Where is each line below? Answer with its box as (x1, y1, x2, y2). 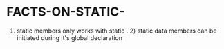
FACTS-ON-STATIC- (6, 4, 125, 20)
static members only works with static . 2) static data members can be (16, 27, 217, 35)
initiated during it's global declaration (16, 33, 122, 42)
